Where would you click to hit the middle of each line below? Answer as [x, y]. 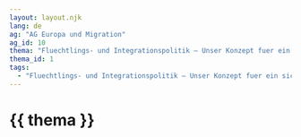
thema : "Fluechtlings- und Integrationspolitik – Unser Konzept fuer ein [150, 51]
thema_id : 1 [31, 59]
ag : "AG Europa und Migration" [68, 34]
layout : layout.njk [46, 17]
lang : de [26, 26]
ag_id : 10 [28, 43]
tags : [19, 68]
